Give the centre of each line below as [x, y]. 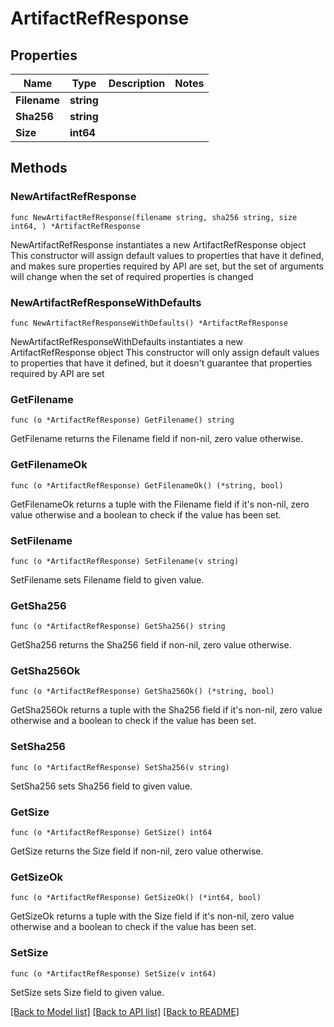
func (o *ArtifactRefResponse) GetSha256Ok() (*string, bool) [142, 692]
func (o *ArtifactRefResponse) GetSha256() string [118, 627]
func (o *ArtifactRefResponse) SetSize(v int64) [113, 973]
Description [137, 83]
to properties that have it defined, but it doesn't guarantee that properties [161, 363]
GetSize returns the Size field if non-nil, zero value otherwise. [137, 851]
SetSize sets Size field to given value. [87, 992]
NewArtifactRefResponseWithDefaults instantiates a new [126, 341]
